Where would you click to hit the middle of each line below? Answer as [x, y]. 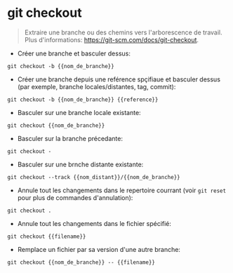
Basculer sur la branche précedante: [70, 138]
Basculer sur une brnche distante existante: [80, 164]
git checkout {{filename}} [47, 237]
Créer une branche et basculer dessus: [74, 53]
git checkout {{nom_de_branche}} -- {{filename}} [81, 262]
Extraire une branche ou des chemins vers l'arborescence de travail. [123, 32]
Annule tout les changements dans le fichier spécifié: [94, 223]
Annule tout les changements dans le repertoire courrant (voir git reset [122, 190]
